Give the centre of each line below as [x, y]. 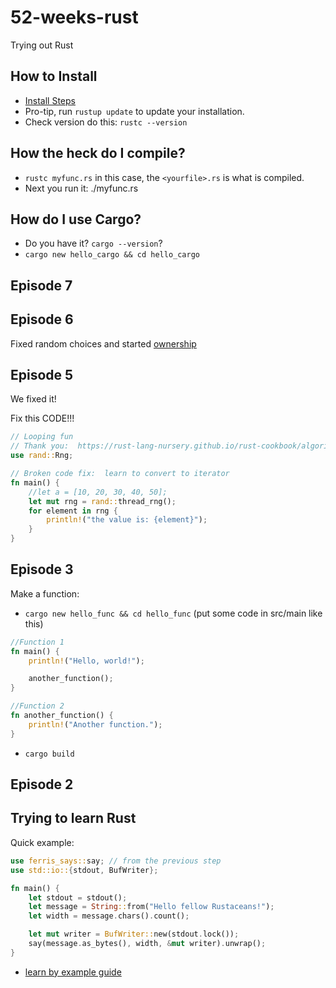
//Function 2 [37, 706]
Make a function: [45, 593]
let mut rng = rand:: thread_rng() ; [102, 501]
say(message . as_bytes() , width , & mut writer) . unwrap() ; [147, 944]
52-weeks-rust [74, 17]
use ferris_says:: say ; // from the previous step [116, 861]
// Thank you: [40, 446]
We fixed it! [33, 399]
